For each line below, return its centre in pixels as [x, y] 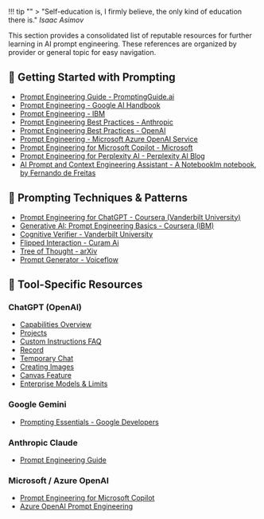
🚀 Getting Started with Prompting [92, 78]
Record [31, 350]
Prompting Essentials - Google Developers [89, 422]
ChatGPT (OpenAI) [45, 307]
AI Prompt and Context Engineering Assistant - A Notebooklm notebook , [138, 164]
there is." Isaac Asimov [46, 20]
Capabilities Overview [56, 324]
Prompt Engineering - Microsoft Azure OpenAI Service [109, 139]
